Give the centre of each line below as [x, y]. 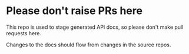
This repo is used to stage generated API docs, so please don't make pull [95, 27]
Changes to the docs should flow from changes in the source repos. [89, 45]
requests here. [24, 33]
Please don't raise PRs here [74, 11]
